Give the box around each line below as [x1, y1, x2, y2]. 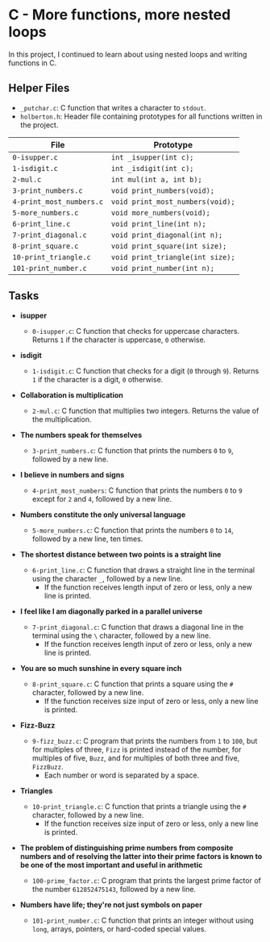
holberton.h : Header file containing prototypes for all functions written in [19, 111, 263, 121]
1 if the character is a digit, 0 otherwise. [31, 374, 164, 384]
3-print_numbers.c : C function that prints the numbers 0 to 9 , [31, 445, 234, 455]
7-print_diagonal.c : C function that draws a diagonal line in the [31, 622, 244, 631]
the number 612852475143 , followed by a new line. [31, 884, 196, 894]
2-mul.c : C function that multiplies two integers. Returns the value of [31, 406, 260, 415]
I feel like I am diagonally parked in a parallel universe [19, 606, 203, 616]
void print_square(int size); [111, 241, 227, 251]
